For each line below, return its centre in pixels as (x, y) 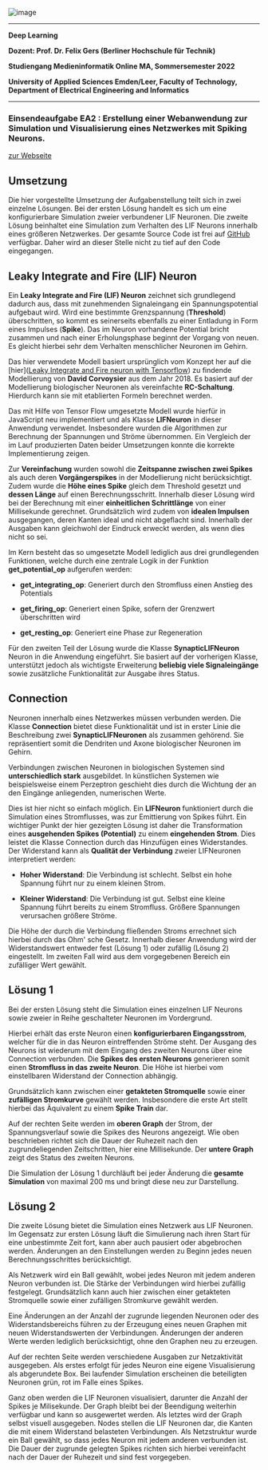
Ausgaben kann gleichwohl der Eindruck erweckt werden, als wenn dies (126, 528)
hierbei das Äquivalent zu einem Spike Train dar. (88, 1108)
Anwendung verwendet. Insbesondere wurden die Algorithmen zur (118, 428)
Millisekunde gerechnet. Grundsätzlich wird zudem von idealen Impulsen (129, 511)
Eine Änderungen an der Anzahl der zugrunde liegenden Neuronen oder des (134, 1316)
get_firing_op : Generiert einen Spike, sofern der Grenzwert (117, 608)
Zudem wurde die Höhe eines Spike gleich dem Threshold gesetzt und (125, 485)
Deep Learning (33, 35)
